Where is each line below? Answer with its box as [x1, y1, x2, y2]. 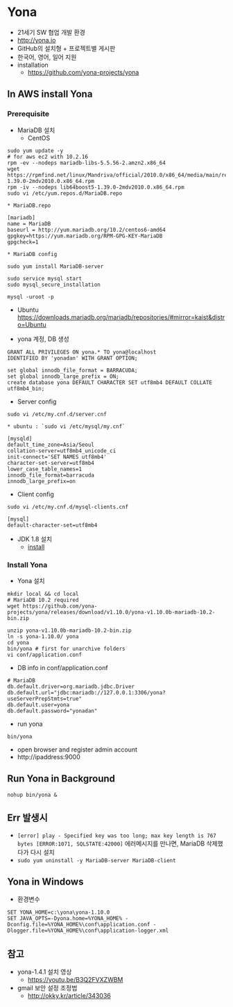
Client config [17, 490, 54, 498]
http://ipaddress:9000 [17, 752, 81, 761]
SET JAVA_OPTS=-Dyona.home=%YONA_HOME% [7, 915, 123, 922]
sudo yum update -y [7, 147, 64, 154]
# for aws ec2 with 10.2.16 [7, 153, 89, 160]
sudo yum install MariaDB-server [7, 262, 104, 270]
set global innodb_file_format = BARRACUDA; [7, 367, 138, 374]
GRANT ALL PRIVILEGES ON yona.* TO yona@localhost [7, 349, 157, 356]
